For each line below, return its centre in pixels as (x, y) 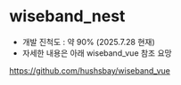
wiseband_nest (67, 16)
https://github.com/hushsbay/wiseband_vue (90, 70)
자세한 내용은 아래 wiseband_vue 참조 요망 (97, 53)
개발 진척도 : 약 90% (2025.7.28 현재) (89, 42)
